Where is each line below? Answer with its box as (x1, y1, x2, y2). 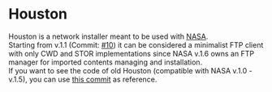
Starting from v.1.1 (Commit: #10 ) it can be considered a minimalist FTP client (8, 40, 264, 49)
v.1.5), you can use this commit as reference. (8, 74, 158, 84)
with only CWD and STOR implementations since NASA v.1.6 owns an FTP (8, 48, 254, 58)
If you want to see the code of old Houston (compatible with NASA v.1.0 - (8, 65, 253, 75)
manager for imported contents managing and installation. (8, 57, 203, 67)
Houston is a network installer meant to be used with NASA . (8, 31, 209, 41)
